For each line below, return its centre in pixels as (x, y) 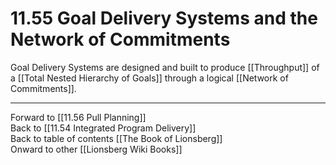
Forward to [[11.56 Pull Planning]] (78, 117)
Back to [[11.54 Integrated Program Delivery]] (103, 128)
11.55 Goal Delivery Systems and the (164, 18)
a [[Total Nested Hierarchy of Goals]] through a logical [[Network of (149, 78)
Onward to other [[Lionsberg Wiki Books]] (96, 149)
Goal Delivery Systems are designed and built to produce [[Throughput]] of (165, 67)
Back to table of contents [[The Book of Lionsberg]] (116, 138)
